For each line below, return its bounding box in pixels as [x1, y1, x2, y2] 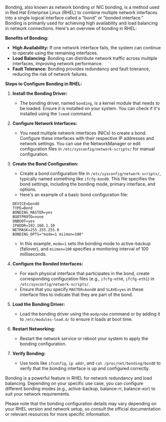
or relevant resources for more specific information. [5, 411, 111, 417]
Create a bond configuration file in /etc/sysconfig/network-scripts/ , [19, 170, 161, 176]
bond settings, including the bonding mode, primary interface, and [19, 181, 156, 187]
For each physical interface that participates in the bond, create [19, 271, 150, 276]
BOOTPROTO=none [12, 214, 44, 219]
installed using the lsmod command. [19, 111, 93, 117]
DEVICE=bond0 [12, 201, 40, 206]
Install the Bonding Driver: [12, 91, 68, 96]
